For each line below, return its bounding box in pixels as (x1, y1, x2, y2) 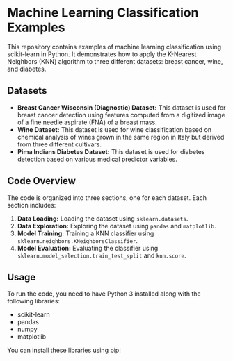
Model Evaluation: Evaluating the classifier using (17, 244, 159, 252)
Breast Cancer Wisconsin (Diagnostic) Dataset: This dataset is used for (17, 103, 226, 112)
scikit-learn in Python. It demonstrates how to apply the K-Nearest (7, 50, 197, 58)
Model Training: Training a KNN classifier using (17, 229, 154, 237)
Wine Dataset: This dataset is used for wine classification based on (17, 125, 212, 133)
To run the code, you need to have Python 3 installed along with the (7, 289, 201, 298)
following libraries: (7, 297, 61, 305)
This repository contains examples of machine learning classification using (7, 42, 221, 51)
